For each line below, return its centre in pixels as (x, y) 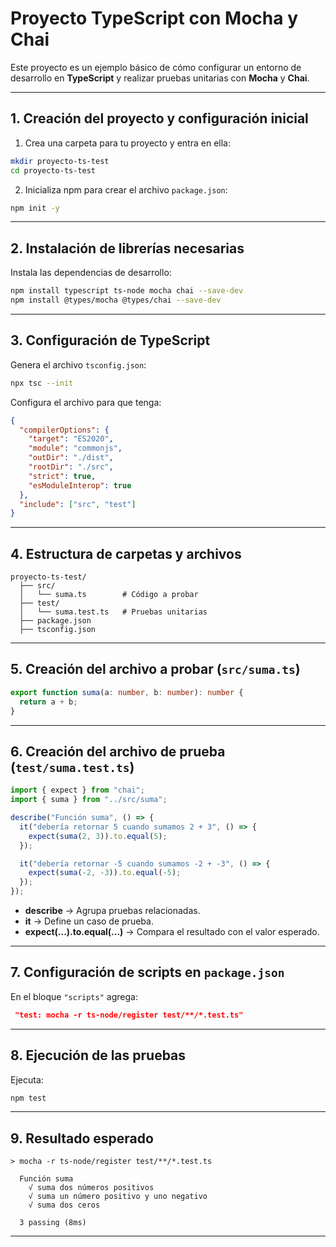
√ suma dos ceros (64, 1205)
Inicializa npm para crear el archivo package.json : (126, 189)
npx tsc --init (42, 383)
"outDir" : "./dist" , (71, 458)
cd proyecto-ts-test (53, 170)
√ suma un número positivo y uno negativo (118, 1197)
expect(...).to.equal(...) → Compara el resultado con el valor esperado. (172, 932)
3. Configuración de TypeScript (110, 340)
